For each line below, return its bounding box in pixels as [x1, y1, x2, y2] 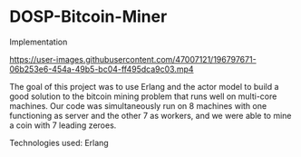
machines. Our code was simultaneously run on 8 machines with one [9, 100, 267, 111]
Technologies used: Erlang [9, 137, 109, 148]
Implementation [9, 36, 68, 47]
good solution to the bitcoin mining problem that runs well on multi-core [9, 91, 277, 102]
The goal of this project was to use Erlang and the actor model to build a [9, 81, 279, 92]
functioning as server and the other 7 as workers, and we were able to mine [9, 110, 292, 121]
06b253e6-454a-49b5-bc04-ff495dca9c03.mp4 [9, 64, 194, 74]
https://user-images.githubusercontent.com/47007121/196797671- [9, 54, 257, 64]
